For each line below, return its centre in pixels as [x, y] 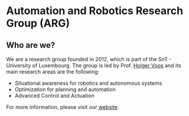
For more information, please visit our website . [63, 107]
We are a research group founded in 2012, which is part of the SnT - [89, 59]
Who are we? [31, 45]
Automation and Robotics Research [95, 11]
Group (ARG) [38, 23]
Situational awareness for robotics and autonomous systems [88, 83]
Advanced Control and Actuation [54, 96]
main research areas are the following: [53, 72]
